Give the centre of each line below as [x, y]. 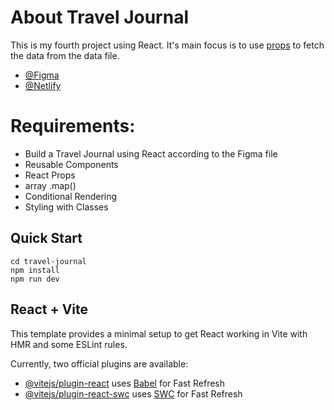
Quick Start [46, 238]
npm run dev [35, 279]
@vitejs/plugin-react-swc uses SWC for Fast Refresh [133, 393]
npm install [35, 270]
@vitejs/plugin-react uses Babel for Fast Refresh [125, 383]
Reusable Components [71, 164]
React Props [50, 175]
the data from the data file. [65, 55]
